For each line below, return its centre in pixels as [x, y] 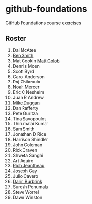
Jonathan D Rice [29, 134]
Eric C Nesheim [28, 92]
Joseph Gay [25, 171]
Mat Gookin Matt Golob [36, 61]
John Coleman [27, 145]
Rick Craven [25, 150]
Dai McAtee [24, 50]
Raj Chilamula [26, 82]
